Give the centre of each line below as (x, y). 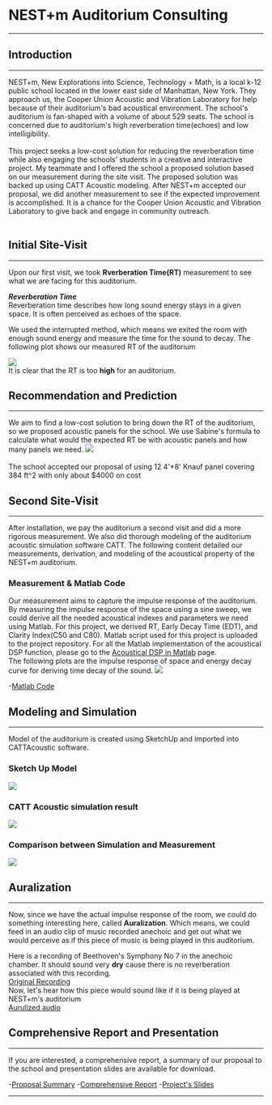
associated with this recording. (60, 973)
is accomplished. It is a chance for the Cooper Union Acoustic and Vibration (135, 202)
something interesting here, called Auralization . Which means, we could (129, 923)
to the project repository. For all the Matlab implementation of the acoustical (135, 644)
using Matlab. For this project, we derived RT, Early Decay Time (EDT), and (133, 627)
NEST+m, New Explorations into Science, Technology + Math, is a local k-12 (135, 82)
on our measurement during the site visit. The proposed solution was (123, 176)
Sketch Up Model (43, 768)
